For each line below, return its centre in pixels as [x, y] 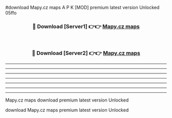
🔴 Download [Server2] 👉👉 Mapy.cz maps [86, 53]
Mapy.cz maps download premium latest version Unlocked [67, 100]
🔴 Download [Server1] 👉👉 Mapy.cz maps [86, 26]
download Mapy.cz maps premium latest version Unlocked [67, 110]
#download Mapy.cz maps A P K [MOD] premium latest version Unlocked [82, 7]
